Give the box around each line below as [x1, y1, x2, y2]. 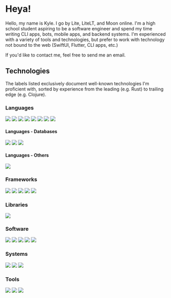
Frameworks [5, 176, 37, 183]
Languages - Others [5, 152, 49, 158]
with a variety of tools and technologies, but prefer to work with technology [5, 36, 165, 43]
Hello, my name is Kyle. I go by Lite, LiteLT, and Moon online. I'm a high [5, 20, 156, 26]
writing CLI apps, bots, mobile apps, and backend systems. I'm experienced [5, 31, 166, 37]
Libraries [5, 201, 28, 208]
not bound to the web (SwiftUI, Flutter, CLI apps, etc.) [5, 42, 118, 48]
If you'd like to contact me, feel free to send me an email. [5, 52, 126, 58]
